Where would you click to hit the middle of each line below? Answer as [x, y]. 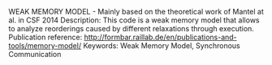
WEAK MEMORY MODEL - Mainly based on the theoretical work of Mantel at [136, 12]
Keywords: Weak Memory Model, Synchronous [162, 46]
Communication [35, 54]
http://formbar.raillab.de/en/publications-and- [160, 37]
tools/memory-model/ [45, 46]
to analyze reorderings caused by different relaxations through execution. [131, 28]
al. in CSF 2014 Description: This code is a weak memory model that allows [134, 20]
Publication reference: [45, 37]
